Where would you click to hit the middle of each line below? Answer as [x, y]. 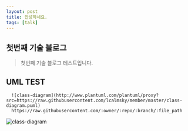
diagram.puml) [23, 106]
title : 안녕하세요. [27, 17]
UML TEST [26, 82]
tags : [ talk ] [22, 22]
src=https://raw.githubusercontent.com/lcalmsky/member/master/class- [94, 100]
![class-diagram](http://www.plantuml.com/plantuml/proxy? [85, 95]
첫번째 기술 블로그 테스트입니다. [56, 63]
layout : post [22, 11]
